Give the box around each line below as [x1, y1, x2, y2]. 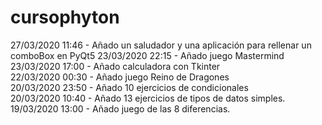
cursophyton [10, 6, 120, 29]
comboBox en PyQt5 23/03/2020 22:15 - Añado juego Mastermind [10, 49, 285, 61]
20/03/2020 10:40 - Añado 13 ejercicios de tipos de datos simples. [10, 92, 286, 104]
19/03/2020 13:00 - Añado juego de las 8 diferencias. [10, 102, 231, 115]
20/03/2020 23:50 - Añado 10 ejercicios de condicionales [10, 81, 249, 93]
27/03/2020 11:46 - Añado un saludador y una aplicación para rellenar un [10, 39, 312, 51]
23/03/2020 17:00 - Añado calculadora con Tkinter [10, 60, 221, 72]
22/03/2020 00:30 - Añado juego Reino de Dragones [10, 71, 230, 83]
